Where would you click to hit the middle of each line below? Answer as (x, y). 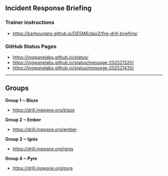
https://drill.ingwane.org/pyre (42, 168)
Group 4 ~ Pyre (21, 158)
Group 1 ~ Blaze (22, 100)
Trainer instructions (30, 22)
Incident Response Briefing (48, 8)
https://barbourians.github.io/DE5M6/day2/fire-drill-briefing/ (75, 33)
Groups (17, 88)
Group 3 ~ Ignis (21, 139)
